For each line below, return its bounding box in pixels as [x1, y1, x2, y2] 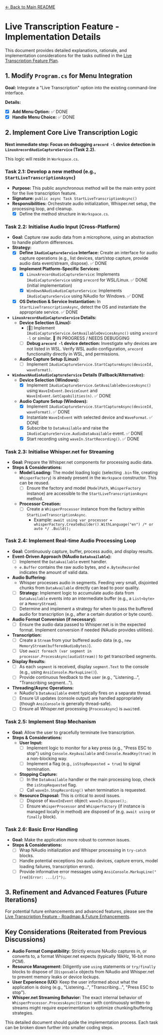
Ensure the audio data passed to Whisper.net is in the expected [19, 622, 146, 627]
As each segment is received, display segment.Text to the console [19, 664, 149, 670]
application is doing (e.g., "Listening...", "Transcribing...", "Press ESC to [12, 985, 154, 990]
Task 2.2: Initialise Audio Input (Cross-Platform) [5, 223, 120, 230]
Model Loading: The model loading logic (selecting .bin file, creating [19, 470, 158, 476]
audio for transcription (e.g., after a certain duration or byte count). [19, 611, 153, 617]
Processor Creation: [19, 501, 61, 507]
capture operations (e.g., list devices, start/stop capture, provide [19, 255, 149, 261]
